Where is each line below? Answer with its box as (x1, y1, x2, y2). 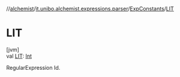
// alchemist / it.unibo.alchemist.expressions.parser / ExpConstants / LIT (6, 5, 174, 12)
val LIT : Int (6, 52, 32, 60)
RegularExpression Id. (6, 64, 61, 71)
